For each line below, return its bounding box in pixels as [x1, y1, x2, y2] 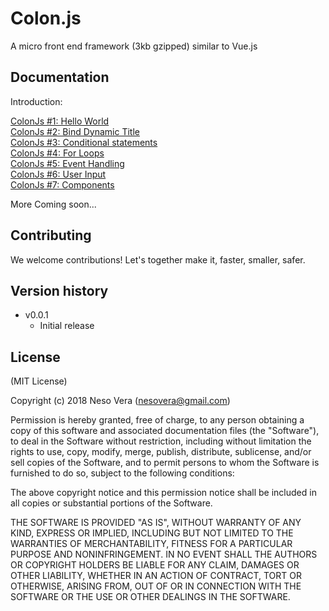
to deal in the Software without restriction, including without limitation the [10, 435, 312, 447]
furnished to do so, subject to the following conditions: [10, 467, 235, 479]
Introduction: [10, 95, 63, 107]
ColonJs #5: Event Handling [10, 157, 125, 169]
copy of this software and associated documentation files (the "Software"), [10, 425, 320, 437]
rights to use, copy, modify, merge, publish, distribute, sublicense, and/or [10, 446, 312, 458]
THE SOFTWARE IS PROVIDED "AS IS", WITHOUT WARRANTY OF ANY [10, 517, 302, 529]
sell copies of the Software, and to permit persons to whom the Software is [10, 457, 320, 469]
